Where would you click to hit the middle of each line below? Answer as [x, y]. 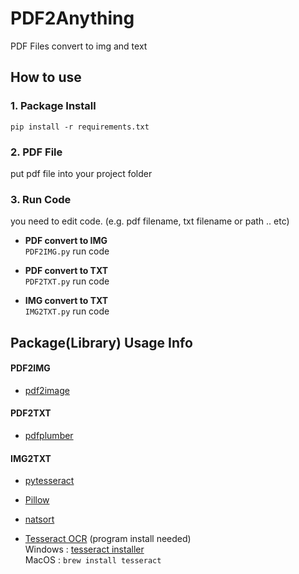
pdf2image [47, 390]
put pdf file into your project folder [81, 173]
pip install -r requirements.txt [80, 127]
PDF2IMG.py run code [67, 251]
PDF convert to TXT [66, 271]
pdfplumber [49, 436]
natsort [39, 519]
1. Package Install [53, 106]
